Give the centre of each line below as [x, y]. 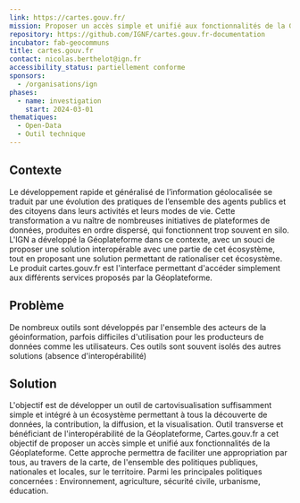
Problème [37, 306]
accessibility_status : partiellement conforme [97, 68]
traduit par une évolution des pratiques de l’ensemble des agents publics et [148, 201]
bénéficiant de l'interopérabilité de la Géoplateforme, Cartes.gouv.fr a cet [144, 434]
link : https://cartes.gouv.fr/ [67, 17]
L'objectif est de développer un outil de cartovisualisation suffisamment [141, 405]
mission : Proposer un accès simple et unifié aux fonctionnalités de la [147, 26]
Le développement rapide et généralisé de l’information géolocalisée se [141, 192]
